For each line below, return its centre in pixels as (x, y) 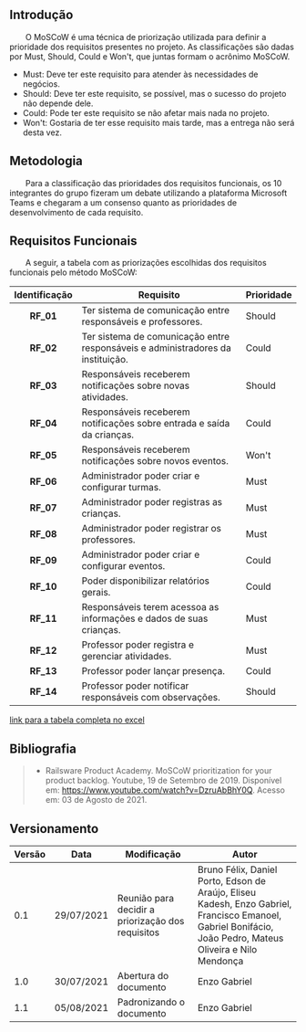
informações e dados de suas (145, 618)
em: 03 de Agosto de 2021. (96, 800)
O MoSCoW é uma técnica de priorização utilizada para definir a (146, 37)
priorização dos (151, 921)
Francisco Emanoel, (240, 915)
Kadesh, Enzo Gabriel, (245, 904)
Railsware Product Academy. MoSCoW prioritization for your (158, 771)
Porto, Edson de (232, 881)
